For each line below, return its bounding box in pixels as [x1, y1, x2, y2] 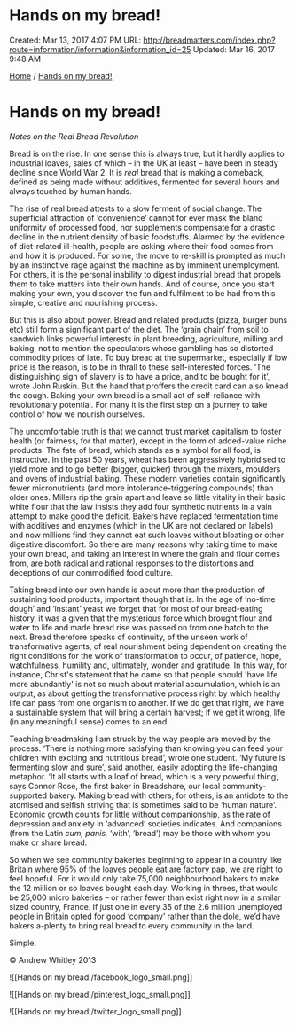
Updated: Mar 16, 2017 [192, 43, 275, 54]
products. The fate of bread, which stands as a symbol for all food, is [9, 444, 262, 455]
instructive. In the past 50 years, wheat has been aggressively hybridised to [9, 454, 286, 465]
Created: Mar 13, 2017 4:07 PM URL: [9, 35, 142, 45]
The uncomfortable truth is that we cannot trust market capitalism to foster [9, 426, 282, 436]
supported [9, 790, 47, 801]
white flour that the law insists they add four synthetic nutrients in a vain [9, 501, 273, 512]
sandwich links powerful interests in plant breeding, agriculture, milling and [9, 333, 284, 344]
